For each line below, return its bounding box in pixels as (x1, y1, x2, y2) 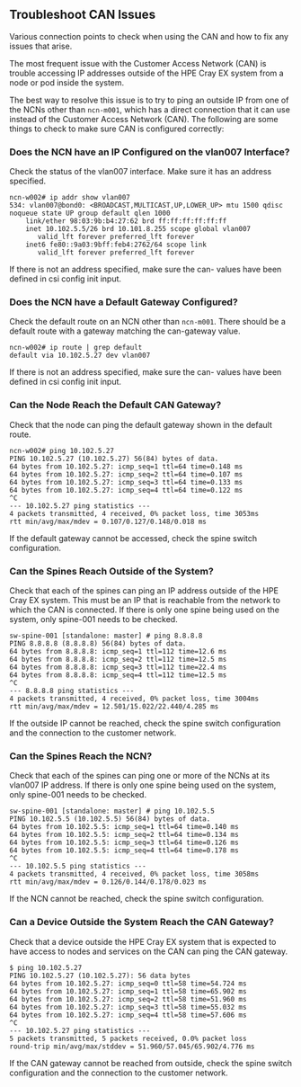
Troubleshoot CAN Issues (9, 7, 155, 22)
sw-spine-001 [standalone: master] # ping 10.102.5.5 (9, 806, 216, 816)
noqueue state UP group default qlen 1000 (9, 209, 171, 218)
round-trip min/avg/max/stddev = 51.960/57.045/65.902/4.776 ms (9, 1042, 255, 1051)
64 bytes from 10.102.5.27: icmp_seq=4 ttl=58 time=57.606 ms (9, 1011, 247, 1020)
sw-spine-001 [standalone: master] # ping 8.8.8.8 (9, 631, 203, 640)
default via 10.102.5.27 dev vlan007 (9, 351, 151, 361)
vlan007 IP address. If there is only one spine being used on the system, (9, 780, 277, 790)
